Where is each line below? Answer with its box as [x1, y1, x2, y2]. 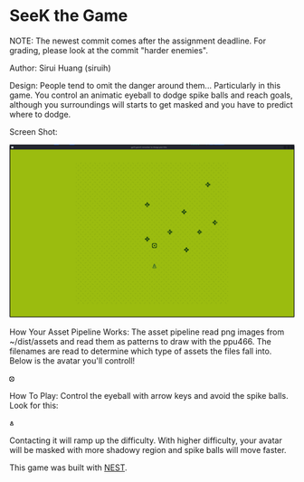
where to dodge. [9, 109, 71, 119]
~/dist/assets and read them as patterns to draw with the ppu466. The [9, 336, 271, 347]
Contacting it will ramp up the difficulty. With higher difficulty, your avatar [9, 435, 282, 446]
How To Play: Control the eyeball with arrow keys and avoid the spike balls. [9, 391, 289, 402]
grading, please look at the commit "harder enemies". [9, 44, 208, 55]
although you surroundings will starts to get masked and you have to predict [9, 99, 294, 109]
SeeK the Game [9, 5, 128, 26]
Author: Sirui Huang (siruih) [9, 62, 111, 73]
